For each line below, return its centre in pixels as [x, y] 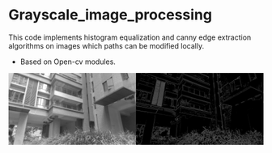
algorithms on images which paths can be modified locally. [106, 45]
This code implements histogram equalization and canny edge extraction [130, 37]
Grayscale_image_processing [110, 15]
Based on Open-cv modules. [68, 62]
